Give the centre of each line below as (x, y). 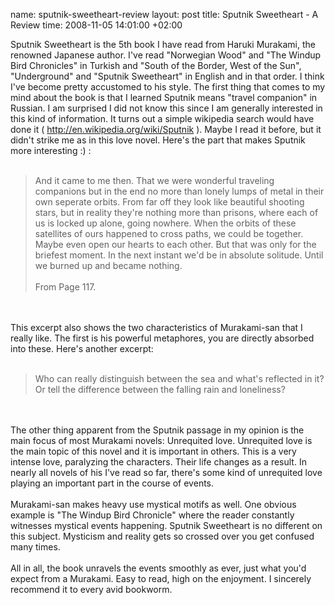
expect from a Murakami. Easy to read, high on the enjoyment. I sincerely (161, 578)
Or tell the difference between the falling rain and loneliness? (160, 389)
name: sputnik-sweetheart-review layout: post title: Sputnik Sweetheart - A (164, 14)
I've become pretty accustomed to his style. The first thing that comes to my (168, 87)
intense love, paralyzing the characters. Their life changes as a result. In (158, 462)
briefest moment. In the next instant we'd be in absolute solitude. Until (179, 255)
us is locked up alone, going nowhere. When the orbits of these (165, 223)
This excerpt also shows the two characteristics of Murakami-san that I (156, 327)
